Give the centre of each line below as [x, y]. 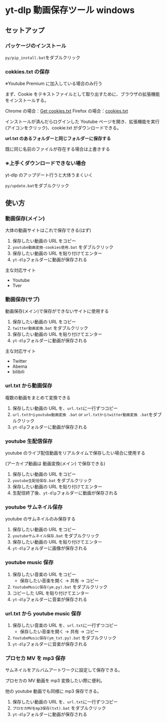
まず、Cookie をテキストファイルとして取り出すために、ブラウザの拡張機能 [83, 94]
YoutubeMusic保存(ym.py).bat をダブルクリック [60, 587]
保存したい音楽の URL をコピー [44, 574]
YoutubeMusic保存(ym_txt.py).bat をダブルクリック [64, 638]
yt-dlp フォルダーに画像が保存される [50, 548]
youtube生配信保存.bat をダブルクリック [52, 481]
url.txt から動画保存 [29, 386]
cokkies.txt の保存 [27, 71]
